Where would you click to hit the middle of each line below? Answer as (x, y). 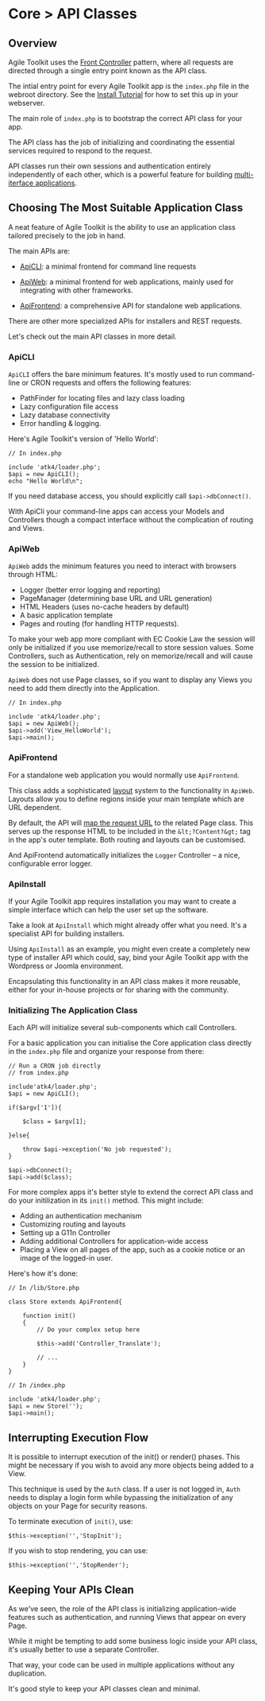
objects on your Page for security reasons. (78, 1506)
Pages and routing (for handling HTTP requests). (99, 624)
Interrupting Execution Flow (79, 1438)
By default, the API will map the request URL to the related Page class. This (131, 823)
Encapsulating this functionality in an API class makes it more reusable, (124, 981)
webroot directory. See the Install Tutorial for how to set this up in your (123, 95)
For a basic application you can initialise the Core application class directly (130, 1043)
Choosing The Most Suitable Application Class (126, 208)
